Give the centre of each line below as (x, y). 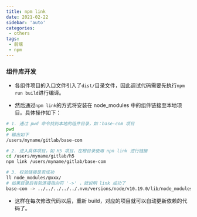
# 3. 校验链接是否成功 (30, 172)
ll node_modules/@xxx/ (34, 178)
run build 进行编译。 (39, 93)
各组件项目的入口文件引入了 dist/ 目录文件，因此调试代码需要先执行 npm (100, 85)
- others (19, 34)
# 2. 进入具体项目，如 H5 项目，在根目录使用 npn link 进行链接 (77, 151)
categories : (21, 28)
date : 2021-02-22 (27, 17)
